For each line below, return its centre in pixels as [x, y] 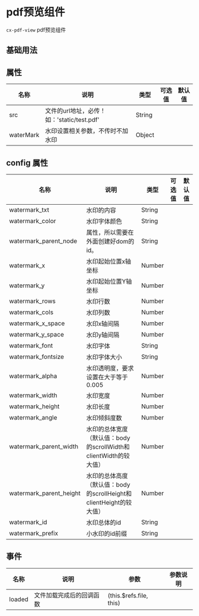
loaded [19, 599]
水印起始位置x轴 [109, 261]
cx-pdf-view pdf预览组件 [36, 30]
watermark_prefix [34, 533]
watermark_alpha [33, 376]
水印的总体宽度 [107, 429]
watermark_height [34, 406]
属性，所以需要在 [110, 232]
